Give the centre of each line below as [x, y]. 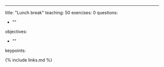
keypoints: [15, 50]
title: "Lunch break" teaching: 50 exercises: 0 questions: [61, 12]
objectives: [16, 32]
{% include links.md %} [29, 60]
